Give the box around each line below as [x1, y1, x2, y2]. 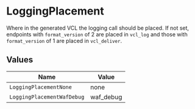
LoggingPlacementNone [9, 84, 72, 90]
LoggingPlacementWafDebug [9, 93, 85, 101]
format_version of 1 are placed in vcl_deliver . [6, 37, 122, 44]
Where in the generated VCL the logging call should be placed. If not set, [6, 24, 190, 31]
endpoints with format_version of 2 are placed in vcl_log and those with [6, 30, 188, 38]
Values [6, 54, 34, 65]
